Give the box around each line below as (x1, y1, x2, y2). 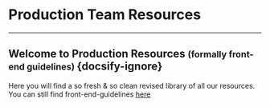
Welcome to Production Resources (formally (8, 47, 227, 61)
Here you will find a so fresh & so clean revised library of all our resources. (8, 81, 256, 90)
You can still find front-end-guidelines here (8, 89, 151, 99)
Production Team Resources (8, 6, 202, 24)
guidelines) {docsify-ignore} (27, 60, 163, 73)
